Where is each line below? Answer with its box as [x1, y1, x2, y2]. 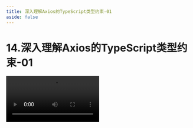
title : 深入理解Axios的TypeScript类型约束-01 [6, 8, 112, 15]
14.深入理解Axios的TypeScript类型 [6, 41, 177, 55]
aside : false [6, 14, 38, 20]
